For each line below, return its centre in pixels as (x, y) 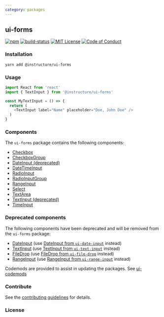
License (15, 310)
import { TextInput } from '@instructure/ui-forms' (59, 92)
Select (19, 189)
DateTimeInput (27, 168)
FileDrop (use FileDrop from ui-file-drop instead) (63, 254)
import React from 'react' (33, 87)
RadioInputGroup (30, 179)
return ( (18, 106)
